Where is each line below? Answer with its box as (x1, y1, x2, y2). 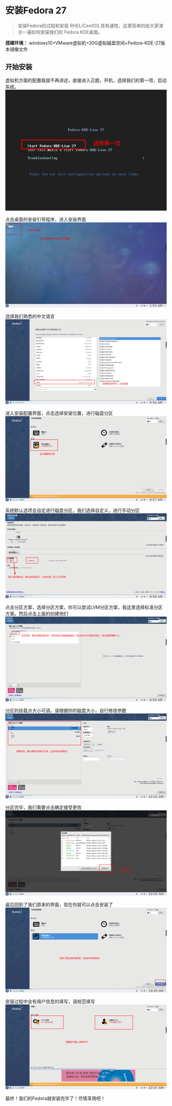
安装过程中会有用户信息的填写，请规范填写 (5, 998, 95, 1004)
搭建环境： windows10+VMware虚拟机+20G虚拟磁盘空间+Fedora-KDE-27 (5, 39, 161, 46)
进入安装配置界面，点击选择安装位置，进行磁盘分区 (5, 410, 113, 416)
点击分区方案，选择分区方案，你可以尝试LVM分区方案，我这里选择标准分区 (5, 604, 163, 610)
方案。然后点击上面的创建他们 (5, 610, 68, 616)
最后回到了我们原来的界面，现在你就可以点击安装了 (5, 901, 113, 908)
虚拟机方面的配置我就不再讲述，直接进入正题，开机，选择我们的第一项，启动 (5, 77, 167, 83)
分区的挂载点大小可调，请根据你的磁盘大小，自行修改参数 (5, 707, 126, 714)
